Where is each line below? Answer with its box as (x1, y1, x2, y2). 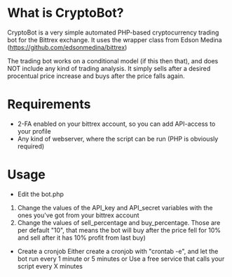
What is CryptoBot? (7, 5, 124, 21)
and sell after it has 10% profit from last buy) (17, 233, 146, 242)
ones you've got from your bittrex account (17, 211, 139, 219)
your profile (17, 127, 51, 135)
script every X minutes (17, 262, 83, 270)
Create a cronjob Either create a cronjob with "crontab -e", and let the (17, 247, 219, 255)
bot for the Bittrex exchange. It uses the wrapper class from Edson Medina (7, 35, 222, 44)
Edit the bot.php (17, 190, 64, 198)
